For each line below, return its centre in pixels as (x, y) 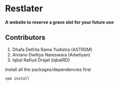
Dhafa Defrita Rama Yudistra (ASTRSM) (52, 49)
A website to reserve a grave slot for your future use (59, 22)
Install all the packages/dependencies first (48, 69)
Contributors (25, 38)
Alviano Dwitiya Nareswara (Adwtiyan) (51, 55)
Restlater (24, 9)
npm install (17, 78)
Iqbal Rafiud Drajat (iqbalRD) (41, 60)
